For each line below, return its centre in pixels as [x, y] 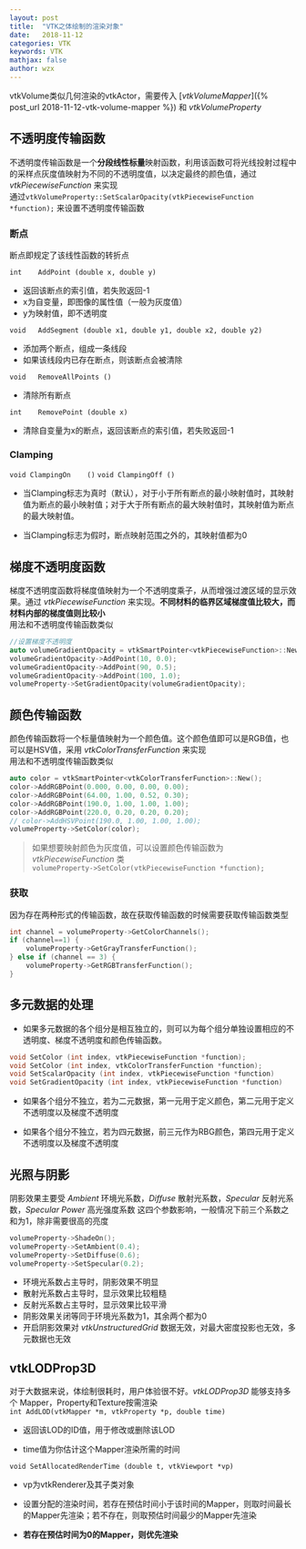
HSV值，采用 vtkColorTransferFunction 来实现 [120, 750]
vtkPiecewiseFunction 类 [78, 859]
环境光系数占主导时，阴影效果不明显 [91, 1282]
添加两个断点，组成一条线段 [75, 348]
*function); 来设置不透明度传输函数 [77, 208]
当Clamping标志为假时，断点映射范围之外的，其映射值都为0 [135, 535]
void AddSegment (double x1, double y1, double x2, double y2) [136, 330]
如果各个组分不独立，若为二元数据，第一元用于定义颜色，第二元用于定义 [158, 1101]
